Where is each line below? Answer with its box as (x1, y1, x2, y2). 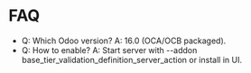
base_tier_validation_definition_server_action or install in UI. (21, 54, 243, 65)
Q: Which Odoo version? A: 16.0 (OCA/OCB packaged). (21, 35, 227, 46)
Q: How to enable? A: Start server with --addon (21, 44, 198, 55)
